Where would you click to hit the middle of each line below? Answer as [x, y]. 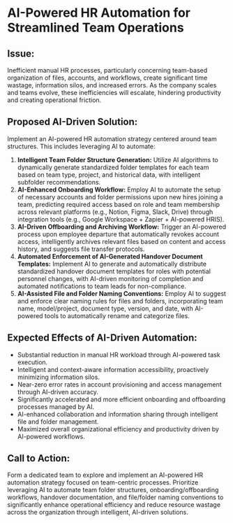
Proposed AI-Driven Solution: [73, 122]
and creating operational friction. [54, 100]
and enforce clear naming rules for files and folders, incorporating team [120, 301]
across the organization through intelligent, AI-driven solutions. [98, 513]
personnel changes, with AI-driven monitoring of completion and [110, 278]
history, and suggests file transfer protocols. [81, 249]
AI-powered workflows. [51, 436]
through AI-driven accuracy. [58, 392]
